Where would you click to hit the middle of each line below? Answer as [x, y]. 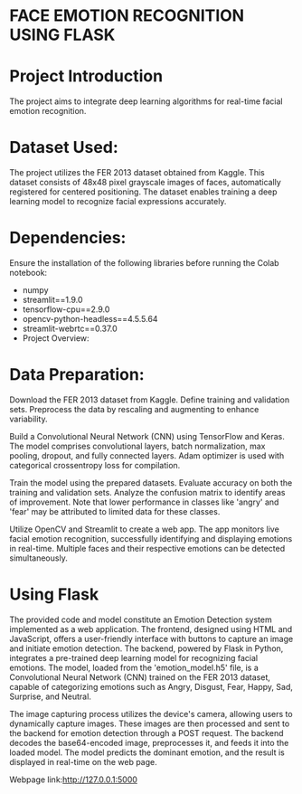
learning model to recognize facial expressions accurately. [118, 202]
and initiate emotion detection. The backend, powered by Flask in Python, [146, 648]
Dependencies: [68, 238]
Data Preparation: [77, 375]
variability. [28, 419]
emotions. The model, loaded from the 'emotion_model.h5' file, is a [134, 667]
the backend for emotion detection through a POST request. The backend [146, 733]
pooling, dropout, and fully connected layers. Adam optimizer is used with [147, 455]
